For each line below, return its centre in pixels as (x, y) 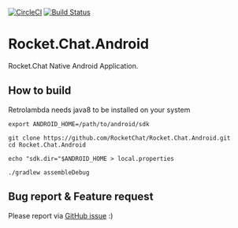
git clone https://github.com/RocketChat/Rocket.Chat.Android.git (119, 138)
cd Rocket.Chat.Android (47, 145)
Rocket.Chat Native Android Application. (73, 65)
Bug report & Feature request (81, 197)
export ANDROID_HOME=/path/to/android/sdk (79, 124)
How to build (40, 91)
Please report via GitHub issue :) (61, 215)
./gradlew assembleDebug (49, 172)
